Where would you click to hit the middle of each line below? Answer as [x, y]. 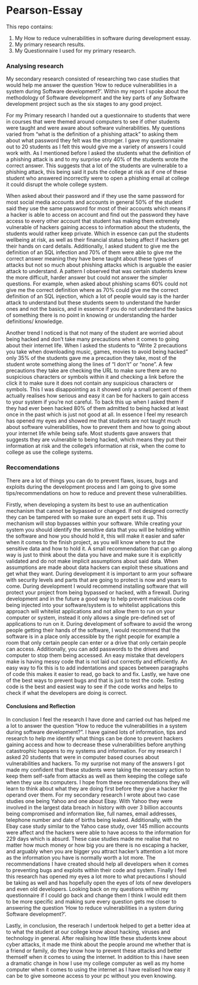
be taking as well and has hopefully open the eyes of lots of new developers [99, 882]
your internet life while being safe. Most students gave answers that [89, 433]
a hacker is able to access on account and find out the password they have [98, 215]
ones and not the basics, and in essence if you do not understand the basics [99, 309]
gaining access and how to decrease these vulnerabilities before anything [96, 745]
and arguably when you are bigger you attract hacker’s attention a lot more [97, 851]
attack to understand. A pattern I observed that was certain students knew [97, 271]
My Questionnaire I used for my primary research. [75, 50]
